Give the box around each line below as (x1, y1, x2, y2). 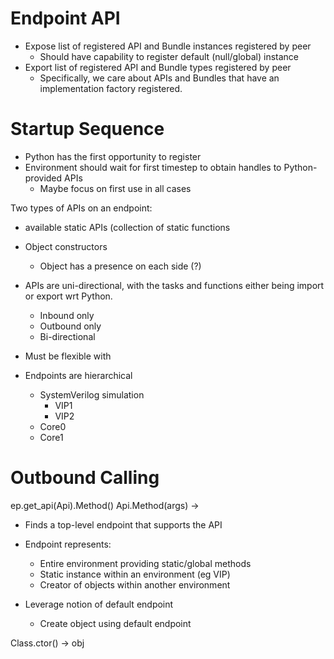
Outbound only (39, 320, 102, 332)
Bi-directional (39, 330, 96, 342)
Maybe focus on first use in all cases (39, 182, 192, 194)
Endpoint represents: (24, 538, 112, 550)
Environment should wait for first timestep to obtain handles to (24, 161, 282, 173)
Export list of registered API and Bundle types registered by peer (24, 61, 292, 73)
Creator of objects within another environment (39, 578, 231, 591)
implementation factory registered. (39, 82, 183, 94)
